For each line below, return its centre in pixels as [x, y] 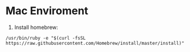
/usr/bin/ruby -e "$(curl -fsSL [46, 38]
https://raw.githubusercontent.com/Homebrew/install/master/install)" [95, 43]
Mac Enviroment [47, 11]
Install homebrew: [36, 27]
